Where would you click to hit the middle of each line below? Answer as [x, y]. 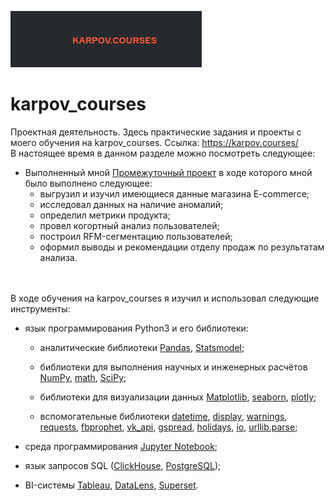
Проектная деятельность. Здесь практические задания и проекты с [156, 132]
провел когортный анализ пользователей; [129, 225]
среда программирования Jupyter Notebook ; [121, 446]
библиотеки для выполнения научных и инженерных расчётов [173, 367]
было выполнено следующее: [88, 183]
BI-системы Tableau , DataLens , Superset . [111, 485]
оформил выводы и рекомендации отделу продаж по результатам [182, 247]
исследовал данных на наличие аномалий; [131, 204]
